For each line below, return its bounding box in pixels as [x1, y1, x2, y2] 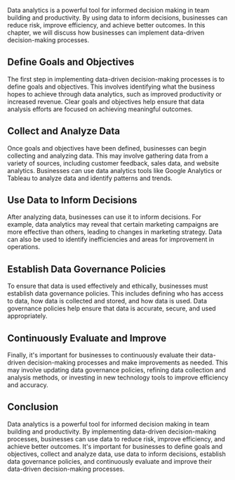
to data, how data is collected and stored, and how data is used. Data [7, 297, 208, 305]
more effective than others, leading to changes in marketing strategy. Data [7, 228, 222, 236]
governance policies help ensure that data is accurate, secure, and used [7, 304, 216, 312]
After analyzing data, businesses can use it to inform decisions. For [7, 213, 202, 221]
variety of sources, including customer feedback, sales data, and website [7, 158, 220, 168]
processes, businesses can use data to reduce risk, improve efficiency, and [7, 434, 226, 443]
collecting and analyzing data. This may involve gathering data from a [7, 151, 208, 160]
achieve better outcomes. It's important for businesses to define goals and [7, 442, 223, 450]
